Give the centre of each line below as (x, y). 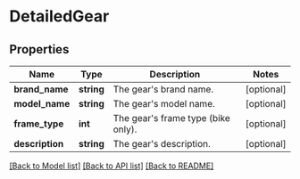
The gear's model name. (164, 104)
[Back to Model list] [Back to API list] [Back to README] (112, 166)
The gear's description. (162, 144)
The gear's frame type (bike (171, 118)
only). (125, 129)
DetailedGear (59, 16)
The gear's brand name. (163, 89)
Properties (39, 49)
